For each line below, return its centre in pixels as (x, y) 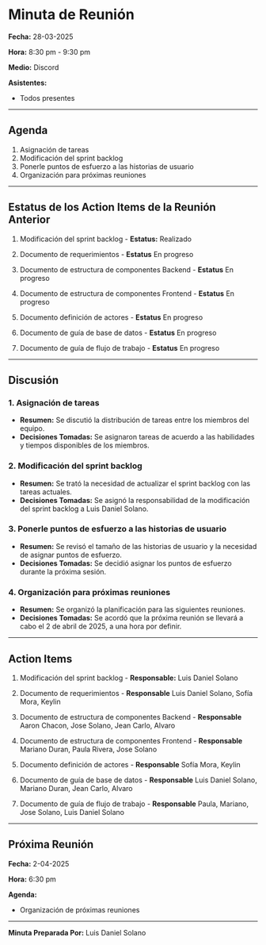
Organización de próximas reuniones (80, 909)
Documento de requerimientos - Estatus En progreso (106, 254)
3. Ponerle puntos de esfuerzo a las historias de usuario (118, 529)
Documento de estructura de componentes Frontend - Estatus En (127, 293)
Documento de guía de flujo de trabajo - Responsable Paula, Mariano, (134, 804)
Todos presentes (47, 98)
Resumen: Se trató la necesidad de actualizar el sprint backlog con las (135, 483)
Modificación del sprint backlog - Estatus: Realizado (106, 239)
